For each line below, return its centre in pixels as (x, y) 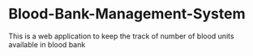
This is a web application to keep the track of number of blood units (121, 36)
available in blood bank (47, 44)
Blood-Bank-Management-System (127, 14)
